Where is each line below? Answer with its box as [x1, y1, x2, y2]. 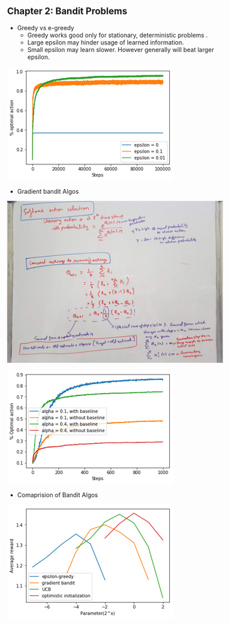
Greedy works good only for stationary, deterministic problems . [27, 31, 208, 39]
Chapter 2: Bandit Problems [7, 5, 128, 17]
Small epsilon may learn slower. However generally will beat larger [27, 45, 214, 53]
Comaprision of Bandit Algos [16, 490, 99, 499]
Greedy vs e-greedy [16, 23, 75, 32]
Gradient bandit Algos [16, 187, 79, 195]
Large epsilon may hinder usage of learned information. [27, 38, 185, 47]
